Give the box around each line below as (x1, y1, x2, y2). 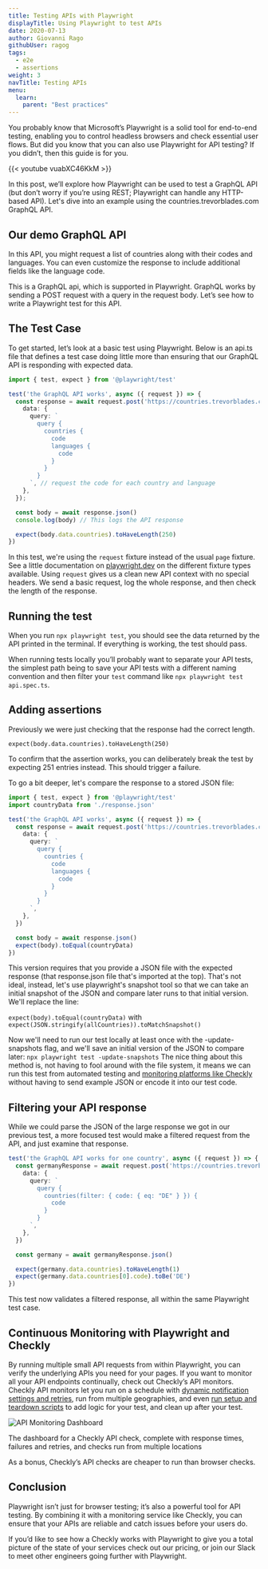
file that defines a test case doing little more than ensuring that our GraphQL (8, 351, 259, 361)
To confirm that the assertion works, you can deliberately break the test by (8, 753, 254, 764)
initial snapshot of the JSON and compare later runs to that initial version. (8, 988, 249, 998)
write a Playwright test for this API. (8, 298, 122, 308)
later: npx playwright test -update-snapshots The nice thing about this (8, 1052, 243, 1062)
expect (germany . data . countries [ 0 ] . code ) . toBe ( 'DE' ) (15, 1272, 191, 1280)
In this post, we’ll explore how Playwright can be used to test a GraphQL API (8, 179, 258, 189)
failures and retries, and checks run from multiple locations (8, 1442, 202, 1451)
